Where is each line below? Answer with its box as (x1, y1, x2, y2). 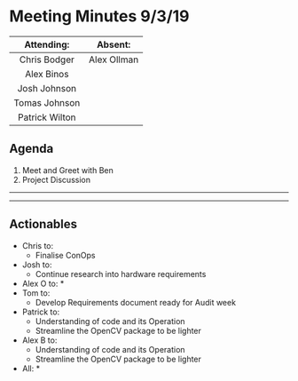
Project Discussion (21, 174, 91, 185)
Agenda (9, 141, 54, 156)
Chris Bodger (19, 53, 75, 66)
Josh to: (21, 259, 52, 270)
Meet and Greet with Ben (21, 164, 114, 175)
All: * (21, 362, 41, 374)
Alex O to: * (21, 278, 65, 289)
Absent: (96, 38, 131, 51)
